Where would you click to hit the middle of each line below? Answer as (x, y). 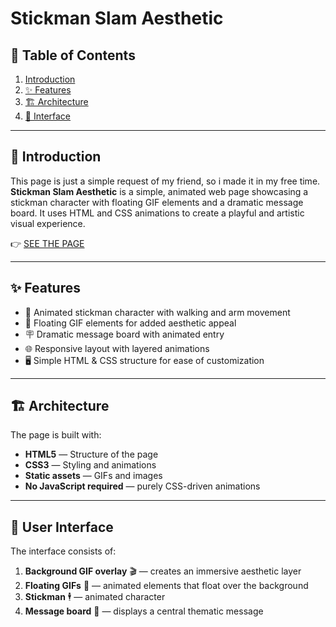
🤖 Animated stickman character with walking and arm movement (157, 312)
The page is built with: (56, 435)
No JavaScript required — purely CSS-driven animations (142, 486)
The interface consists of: (63, 551)
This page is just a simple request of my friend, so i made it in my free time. (165, 181)
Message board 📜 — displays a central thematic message (144, 611)
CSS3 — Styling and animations (90, 465)
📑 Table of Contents (73, 55)
